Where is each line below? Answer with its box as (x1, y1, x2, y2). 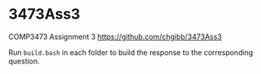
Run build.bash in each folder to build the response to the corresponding (8, 47, 254, 57)
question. (8, 56, 41, 66)
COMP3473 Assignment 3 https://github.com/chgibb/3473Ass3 (8, 32, 222, 41)
